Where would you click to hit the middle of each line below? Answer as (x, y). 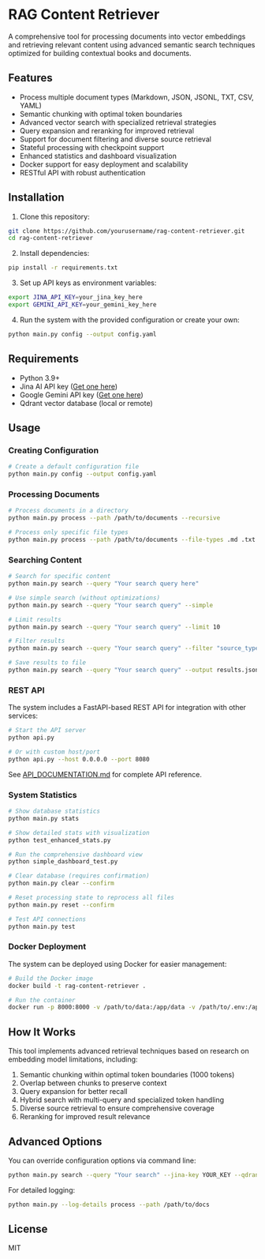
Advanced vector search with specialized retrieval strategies (118, 122)
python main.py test (42, 926)
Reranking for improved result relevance (85, 1117)
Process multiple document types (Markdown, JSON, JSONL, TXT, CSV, (136, 97)
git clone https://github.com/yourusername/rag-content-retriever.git (127, 231)
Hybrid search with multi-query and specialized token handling (122, 1100)
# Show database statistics (54, 811)
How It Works (42, 1032)
